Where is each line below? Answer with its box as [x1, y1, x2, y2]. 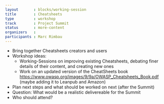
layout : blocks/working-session [5, 7, 87, 12]
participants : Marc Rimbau [5, 35, 63, 40]
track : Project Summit [5, 21, 69, 26]
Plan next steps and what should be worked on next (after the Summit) [12, 84, 155, 90]
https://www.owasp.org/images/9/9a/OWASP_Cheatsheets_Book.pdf [19, 74, 159, 80]
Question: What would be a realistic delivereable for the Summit [12, 89, 141, 95]
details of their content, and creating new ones [19, 63, 114, 69]
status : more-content [5, 25, 65, 30]
